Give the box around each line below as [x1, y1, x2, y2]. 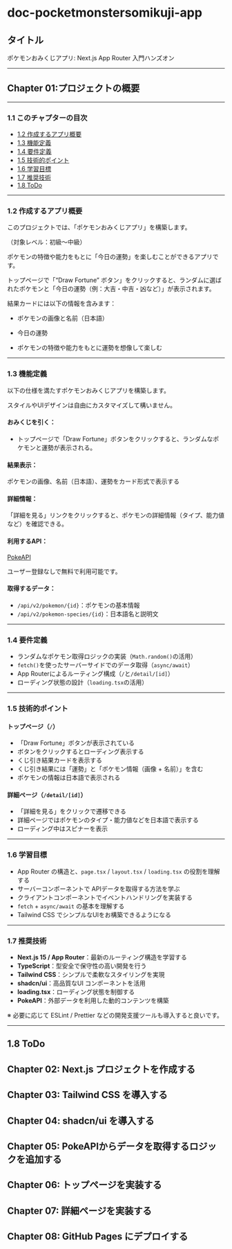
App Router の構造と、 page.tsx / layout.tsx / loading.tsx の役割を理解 [17, 867, 220, 876]
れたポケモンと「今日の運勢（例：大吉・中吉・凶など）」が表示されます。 [7, 285, 215, 293]
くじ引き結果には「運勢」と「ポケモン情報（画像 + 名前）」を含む [17, 765, 204, 773]
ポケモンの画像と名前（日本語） [17, 314, 108, 323]
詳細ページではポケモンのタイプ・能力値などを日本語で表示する [17, 816, 199, 824]
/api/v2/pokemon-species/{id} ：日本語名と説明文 [17, 610, 159, 618]
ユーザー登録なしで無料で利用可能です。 [7, 567, 122, 576]
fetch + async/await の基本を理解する [17, 902, 125, 910]
